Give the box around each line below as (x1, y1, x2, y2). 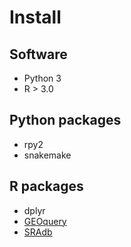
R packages (9, 178, 84, 195)
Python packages (9, 112, 122, 129)
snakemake (23, 149, 72, 161)
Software (9, 46, 68, 63)
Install (9, 6, 62, 29)
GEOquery (23, 215, 67, 227)
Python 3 (23, 72, 62, 84)
